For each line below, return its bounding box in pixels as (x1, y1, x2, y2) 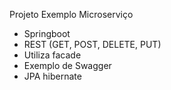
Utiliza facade (23, 49, 82, 61)
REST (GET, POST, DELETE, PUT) (23, 39, 162, 50)
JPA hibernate (23, 70, 82, 82)
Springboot (23, 28, 71, 39)
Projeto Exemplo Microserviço (9, 9, 134, 20)
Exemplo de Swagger (23, 60, 112, 71)
